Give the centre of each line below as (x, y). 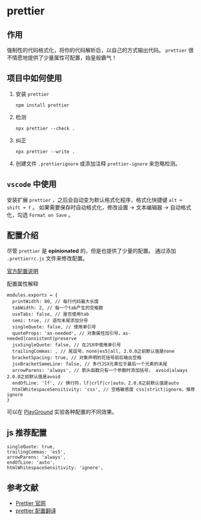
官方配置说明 (22, 271)
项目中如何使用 (34, 78)
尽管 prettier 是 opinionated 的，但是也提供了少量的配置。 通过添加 (92, 251)
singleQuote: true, (31, 447)
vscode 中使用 (32, 184)
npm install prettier (42, 105)
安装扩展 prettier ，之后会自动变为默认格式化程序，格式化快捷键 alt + (95, 199)
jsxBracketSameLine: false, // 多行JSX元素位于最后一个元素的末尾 (90, 364)
